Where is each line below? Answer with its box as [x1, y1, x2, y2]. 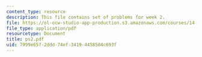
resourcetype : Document [6, 31, 66, 37]
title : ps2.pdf [6, 36, 44, 42]
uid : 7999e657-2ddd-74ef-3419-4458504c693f [6, 42, 117, 48]
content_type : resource [6, 8, 66, 15]
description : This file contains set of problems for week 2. [6, 14, 165, 20]
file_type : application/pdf [6, 25, 77, 31]
